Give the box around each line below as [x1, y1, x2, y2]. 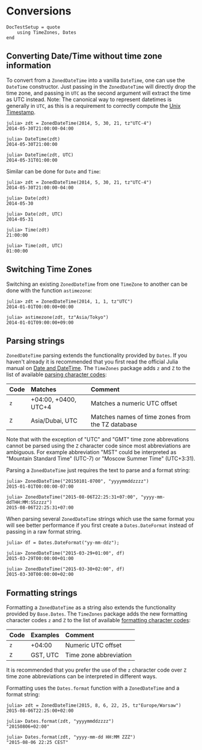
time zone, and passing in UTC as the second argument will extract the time [6, 89, 191, 96]
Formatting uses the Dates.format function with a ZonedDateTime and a [6, 684, 180, 692]
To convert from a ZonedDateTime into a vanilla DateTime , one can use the [6, 77, 185, 84]
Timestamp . [6, 109, 36, 116]
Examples [31, 631, 60, 640]
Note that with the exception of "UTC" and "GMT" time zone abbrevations [6, 436, 189, 443]
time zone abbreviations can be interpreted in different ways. [6, 673, 158, 680]
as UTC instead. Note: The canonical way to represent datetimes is [6, 95, 172, 103]
